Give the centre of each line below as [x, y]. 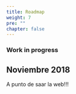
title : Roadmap [26, 12]
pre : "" [16, 23]
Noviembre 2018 [38, 69]
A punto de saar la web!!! [37, 84]
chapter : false [26, 29]
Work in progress [33, 50]
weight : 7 [19, 18]
